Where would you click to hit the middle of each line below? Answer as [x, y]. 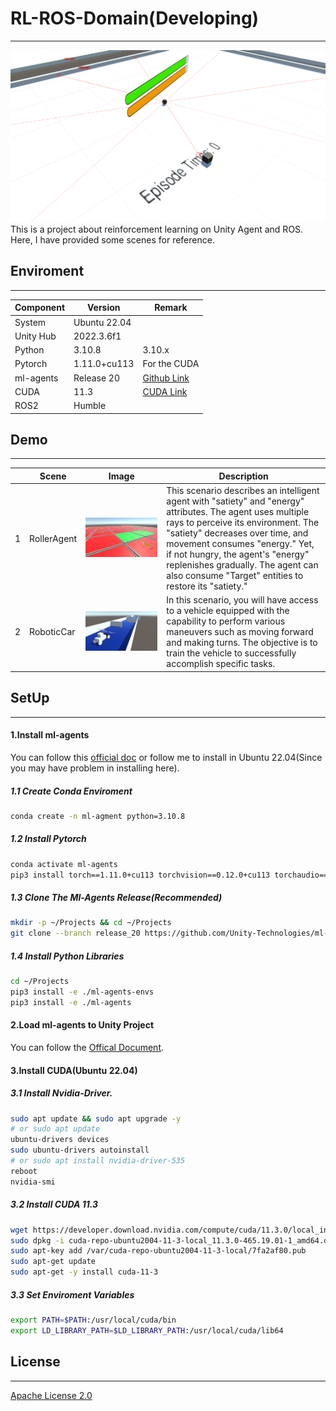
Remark [171, 308]
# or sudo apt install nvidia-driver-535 [98, 1161]
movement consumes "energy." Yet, [240, 544]
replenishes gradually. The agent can [242, 565]
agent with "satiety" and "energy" [235, 501]
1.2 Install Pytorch [48, 839]
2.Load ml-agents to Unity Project [82, 1025]
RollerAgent [53, 538]
